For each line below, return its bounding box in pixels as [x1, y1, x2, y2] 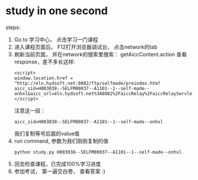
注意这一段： [14, 107, 46, 114]
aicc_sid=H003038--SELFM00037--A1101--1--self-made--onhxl [14, 118, 164, 125]
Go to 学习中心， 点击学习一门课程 [14, 36, 98, 43]
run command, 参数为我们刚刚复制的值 [14, 137, 109, 144]
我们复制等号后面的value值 [14, 130, 80, 137]
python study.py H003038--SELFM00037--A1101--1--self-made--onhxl [14, 149, 182, 155]
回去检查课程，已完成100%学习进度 [14, 160, 101, 167]
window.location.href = [14, 75, 74, 81]
